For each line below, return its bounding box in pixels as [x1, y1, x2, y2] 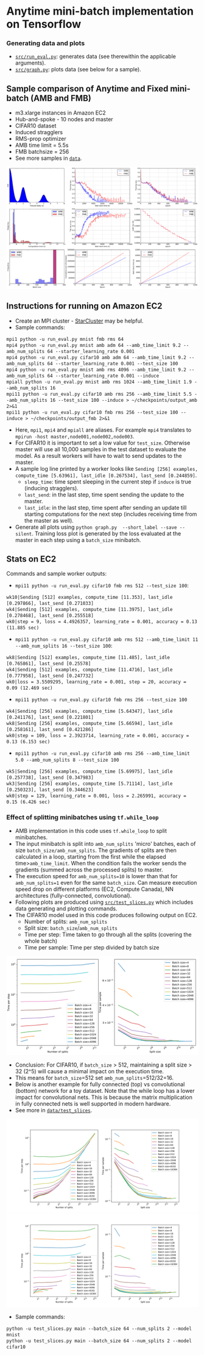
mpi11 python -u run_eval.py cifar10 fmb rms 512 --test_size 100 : [15, 582, 189, 589]
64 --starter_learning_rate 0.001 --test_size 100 [47, 360, 178, 366]
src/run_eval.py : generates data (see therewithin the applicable [15, 53, 177, 60]
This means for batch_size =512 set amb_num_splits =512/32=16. [15, 1074, 174, 1082]
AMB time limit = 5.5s [15, 141, 69, 149]
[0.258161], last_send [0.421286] [6, 727, 94, 733]
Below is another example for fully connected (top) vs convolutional [15, 1081, 185, 1088]
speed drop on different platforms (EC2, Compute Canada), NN [15, 885, 174, 893]
